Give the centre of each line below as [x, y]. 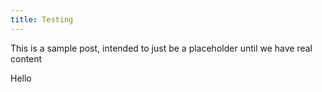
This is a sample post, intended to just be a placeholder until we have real [161, 48]
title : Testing [42, 19]
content [26, 58]
